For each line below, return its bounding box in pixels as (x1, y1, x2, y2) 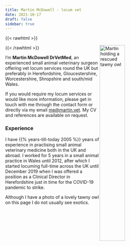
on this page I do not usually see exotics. (5, 199, 89, 205)
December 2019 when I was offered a (5, 168, 82, 174)
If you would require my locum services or (5, 91, 92, 97)
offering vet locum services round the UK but (5, 65, 98, 71)
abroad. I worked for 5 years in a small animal (5, 152, 99, 158)
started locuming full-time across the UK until (5, 163, 99, 169)
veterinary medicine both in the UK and (5, 147, 86, 153)
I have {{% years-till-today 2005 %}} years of (5, 136, 99, 142)
